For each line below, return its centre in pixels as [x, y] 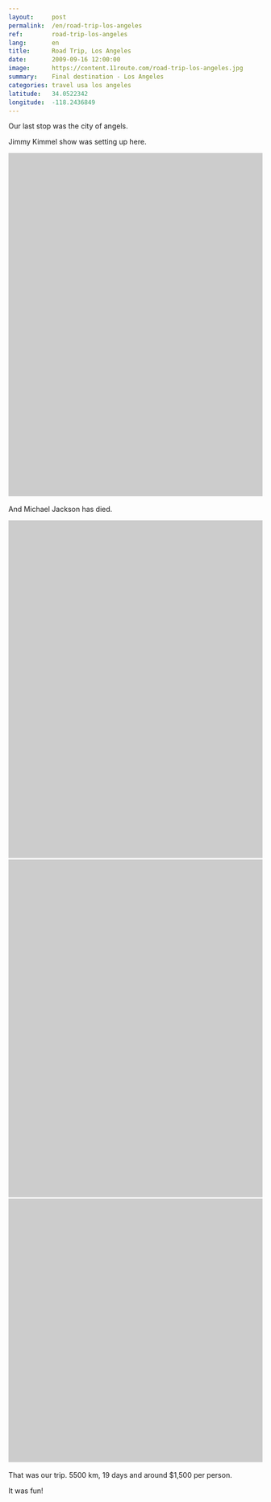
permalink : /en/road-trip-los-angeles [75, 25]
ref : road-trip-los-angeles [68, 34]
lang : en [34, 43]
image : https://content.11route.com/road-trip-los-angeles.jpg [126, 69]
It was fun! [26, 1491]
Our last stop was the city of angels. [68, 126]
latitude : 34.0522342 [48, 94]
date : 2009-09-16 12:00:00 [65, 60]
